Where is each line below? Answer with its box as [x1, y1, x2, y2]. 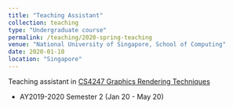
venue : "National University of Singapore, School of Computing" [8, 41, 226, 49]
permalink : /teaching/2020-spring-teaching [8, 33, 153, 42]
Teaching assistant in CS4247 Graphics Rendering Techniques [8, 76, 210, 86]
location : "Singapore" [8, 56, 82, 64]
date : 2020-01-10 [8, 48, 65, 56]
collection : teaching [8, 19, 79, 27]
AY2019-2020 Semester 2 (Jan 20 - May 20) [19, 92, 165, 101]
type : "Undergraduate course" [8, 26, 107, 34]
